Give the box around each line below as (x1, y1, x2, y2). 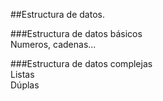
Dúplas (10, 79, 40, 91)
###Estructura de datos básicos (10, 28, 143, 39)
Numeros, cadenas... (10, 39, 97, 50)
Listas (10, 69, 35, 80)
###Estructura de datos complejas (10, 58, 153, 69)
